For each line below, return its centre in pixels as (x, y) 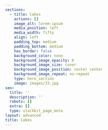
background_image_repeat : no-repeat (52, 74)
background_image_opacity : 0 (44, 60)
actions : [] (26, 19)
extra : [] (20, 106)
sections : (15, 10)
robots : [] (21, 102)
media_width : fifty (34, 33)
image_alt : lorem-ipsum (39, 23)
